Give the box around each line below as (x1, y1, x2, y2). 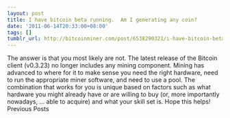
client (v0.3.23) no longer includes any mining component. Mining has (7, 61, 205, 70)
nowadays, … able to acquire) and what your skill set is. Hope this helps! (7, 98, 211, 106)
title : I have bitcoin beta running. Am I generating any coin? (7, 16, 197, 23)
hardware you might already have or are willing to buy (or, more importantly (7, 90, 220, 99)
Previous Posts (7, 105, 49, 113)
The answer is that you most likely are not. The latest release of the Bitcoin (7, 54, 218, 62)
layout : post (7, 10, 44, 17)
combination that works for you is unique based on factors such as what (7, 83, 211, 91)
